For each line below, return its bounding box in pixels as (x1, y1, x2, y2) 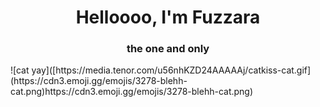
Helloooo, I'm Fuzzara (75, 6, 261, 29)
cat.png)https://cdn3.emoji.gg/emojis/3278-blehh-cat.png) (10, 86, 254, 98)
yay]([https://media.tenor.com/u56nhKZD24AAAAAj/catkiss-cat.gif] (31, 64, 312, 76)
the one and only (126, 42, 210, 56)
